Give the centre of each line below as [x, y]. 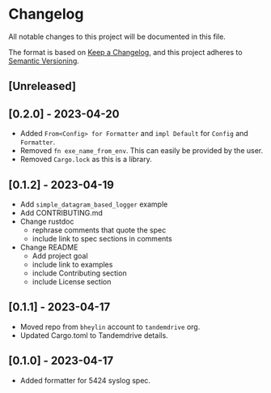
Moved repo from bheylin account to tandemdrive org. [110, 327]
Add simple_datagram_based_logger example [94, 204]
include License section [72, 281]
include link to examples [72, 264]
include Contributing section [79, 273]
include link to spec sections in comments [102, 238]
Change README [49, 247]
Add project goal [60, 255]
